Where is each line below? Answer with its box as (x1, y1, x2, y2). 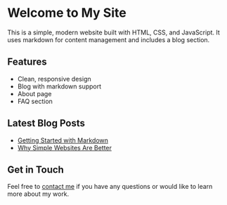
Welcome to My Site (7, 5, 127, 21)
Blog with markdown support (17, 82, 102, 91)
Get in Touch (7, 164, 65, 176)
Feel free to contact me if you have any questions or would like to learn (7, 183, 213, 191)
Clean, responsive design (17, 74, 91, 83)
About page (17, 89, 52, 98)
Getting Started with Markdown (17, 135, 109, 145)
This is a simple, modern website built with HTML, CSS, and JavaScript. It (7, 28, 220, 37)
